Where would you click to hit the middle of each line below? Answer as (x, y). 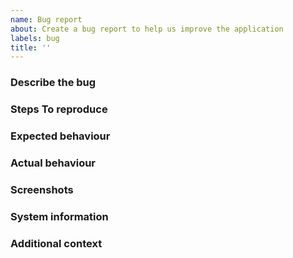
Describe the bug (53, 83)
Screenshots (42, 189)
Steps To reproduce (59, 109)
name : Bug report (46, 19)
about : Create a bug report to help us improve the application (147, 29)
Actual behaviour (53, 163)
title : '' (31, 47)
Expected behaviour (60, 136)
